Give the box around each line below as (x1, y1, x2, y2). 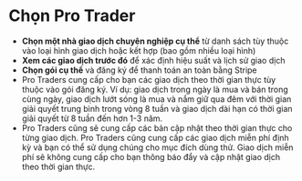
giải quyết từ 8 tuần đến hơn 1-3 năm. (21, 113, 163, 124)
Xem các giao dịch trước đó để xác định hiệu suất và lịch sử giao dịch (21, 55, 286, 65)
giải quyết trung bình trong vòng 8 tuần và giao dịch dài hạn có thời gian (21, 103, 293, 114)
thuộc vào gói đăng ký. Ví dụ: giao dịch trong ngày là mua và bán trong (21, 84, 288, 95)
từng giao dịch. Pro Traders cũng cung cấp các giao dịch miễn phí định (21, 132, 289, 143)
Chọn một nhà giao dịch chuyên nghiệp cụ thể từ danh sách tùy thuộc (21, 35, 289, 46)
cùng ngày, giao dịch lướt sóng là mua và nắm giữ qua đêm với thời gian (21, 93, 292, 105)
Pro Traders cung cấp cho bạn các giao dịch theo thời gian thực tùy (21, 74, 276, 85)
